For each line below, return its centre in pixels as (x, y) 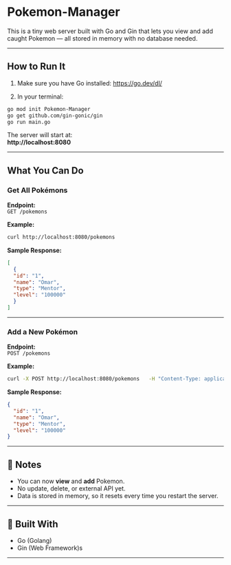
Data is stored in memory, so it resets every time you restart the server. (118, 496)
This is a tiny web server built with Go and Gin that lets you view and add (110, 31)
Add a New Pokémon (42, 331)
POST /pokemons (29, 353)
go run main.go (29, 122)
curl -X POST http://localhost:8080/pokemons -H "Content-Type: (104, 379)
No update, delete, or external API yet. (71, 489)
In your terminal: (40, 96)
